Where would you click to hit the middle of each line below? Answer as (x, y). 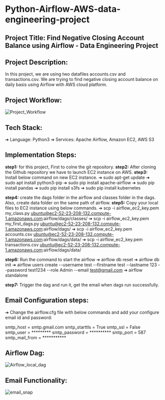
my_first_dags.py (22, 224)
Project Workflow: (33, 100)
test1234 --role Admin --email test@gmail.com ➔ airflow (85, 270)
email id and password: (29, 318)
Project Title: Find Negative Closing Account (75, 38)
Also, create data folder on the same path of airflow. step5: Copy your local (82, 202)
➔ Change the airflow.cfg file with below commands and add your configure (82, 312)
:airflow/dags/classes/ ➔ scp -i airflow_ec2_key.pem (96, 218)
